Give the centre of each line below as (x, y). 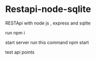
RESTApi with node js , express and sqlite (48, 23)
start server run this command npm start (47, 42)
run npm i (15, 32)
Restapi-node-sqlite (48, 9)
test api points (20, 52)
